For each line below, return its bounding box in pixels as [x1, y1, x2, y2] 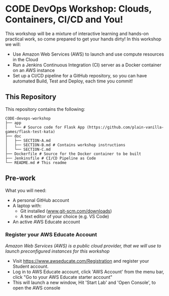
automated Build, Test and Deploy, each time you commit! [12, 78, 133, 84]
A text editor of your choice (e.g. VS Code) [20, 213, 109, 219]
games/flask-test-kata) [5, 129, 56, 134]
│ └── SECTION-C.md [5, 147, 51, 152]
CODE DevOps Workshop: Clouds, [5, 3, 152, 15]
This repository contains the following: [5, 106, 86, 112]
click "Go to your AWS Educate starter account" [12, 274, 113, 280]
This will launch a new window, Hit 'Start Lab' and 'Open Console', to [12, 279, 156, 285]
